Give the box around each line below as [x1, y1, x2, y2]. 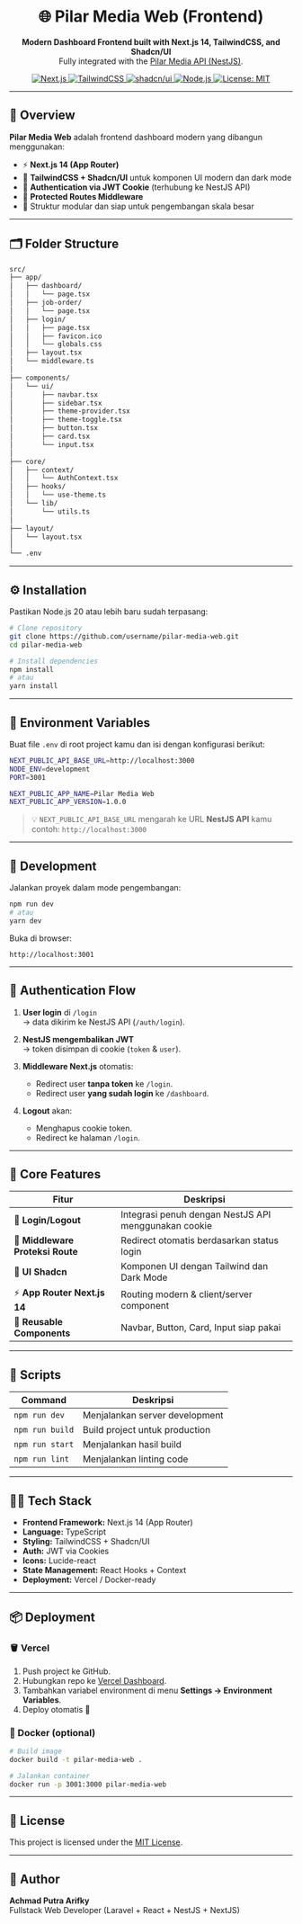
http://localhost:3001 [9, 950, 94, 959]
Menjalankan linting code [82, 1453, 189, 1465]
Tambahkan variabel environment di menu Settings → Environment [22, 1685, 272, 1696]
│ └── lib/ [9, 499, 58, 508]
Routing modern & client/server [120, 1288, 253, 1301]
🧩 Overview [9, 108, 75, 123]
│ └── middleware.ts [9, 357, 94, 366]
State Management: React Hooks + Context [22, 1565, 187, 1575]
